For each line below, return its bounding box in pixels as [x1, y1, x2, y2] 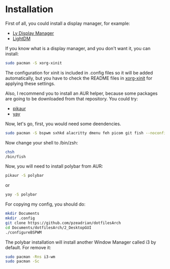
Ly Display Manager [12, 30, 54, 36]
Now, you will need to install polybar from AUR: [5, 163, 103, 169]
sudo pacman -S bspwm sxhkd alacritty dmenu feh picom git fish [5, 130, 144, 135]
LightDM [12, 35, 31, 42]
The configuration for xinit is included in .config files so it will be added [5, 69, 153, 75]
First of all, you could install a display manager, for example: [5, 20, 131, 26]
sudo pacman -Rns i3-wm [5, 254, 56, 259]
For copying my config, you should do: [5, 201, 86, 207]
